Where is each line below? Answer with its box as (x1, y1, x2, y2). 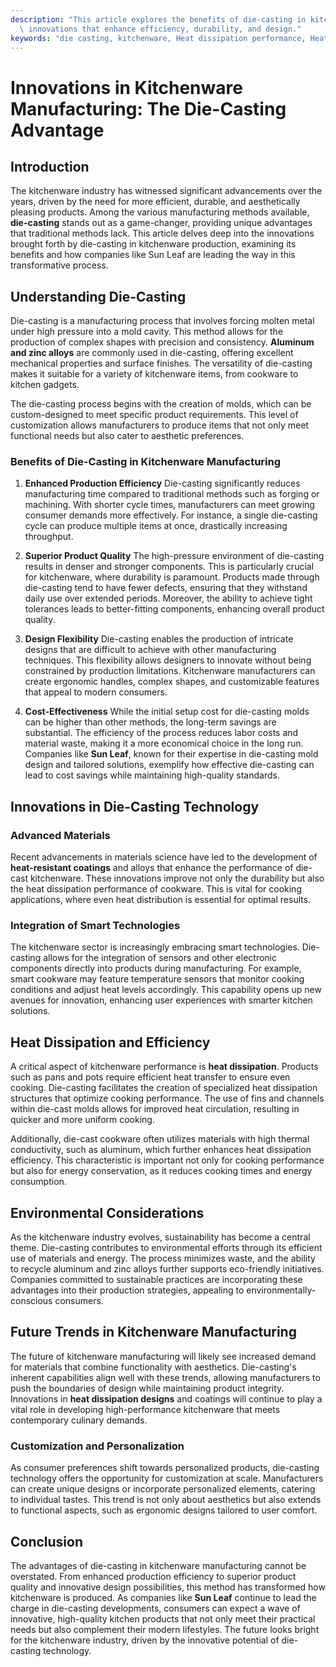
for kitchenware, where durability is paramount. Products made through (24, 571, 320, 583)
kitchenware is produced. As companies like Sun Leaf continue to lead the (10, 1592, 317, 1604)
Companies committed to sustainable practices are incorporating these (10, 1274, 303, 1286)
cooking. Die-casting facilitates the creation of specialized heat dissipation (10, 1082, 318, 1094)
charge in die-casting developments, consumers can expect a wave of (10, 1602, 301, 1615)
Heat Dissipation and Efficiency (10, 1034, 211, 1051)
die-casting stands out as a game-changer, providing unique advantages (10, 217, 313, 229)
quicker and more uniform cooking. (10, 1114, 155, 1126)
